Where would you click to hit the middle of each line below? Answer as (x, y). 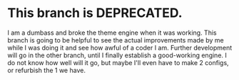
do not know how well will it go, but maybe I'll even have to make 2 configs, (118, 62)
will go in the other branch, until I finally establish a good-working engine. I (117, 55)
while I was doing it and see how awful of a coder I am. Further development (120, 47)
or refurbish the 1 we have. (46, 70)
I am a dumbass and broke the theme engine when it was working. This (112, 33)
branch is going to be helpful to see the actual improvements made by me (116, 40)
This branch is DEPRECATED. (95, 13)
